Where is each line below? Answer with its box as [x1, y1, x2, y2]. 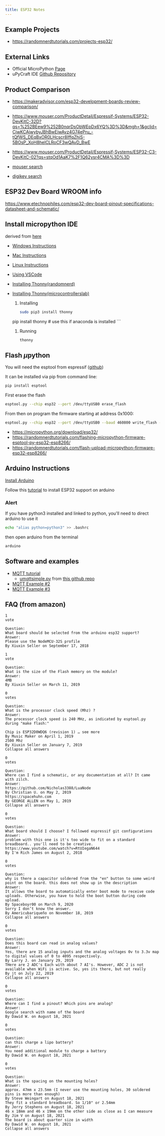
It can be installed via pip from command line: [5, 374, 97, 380]
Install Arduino [5, 477, 34, 483]
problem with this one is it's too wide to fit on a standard [5, 837, 135, 842]
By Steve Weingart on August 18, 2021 [5, 1096, 84, 1101]
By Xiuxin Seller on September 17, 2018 [5, 643, 89, 648]
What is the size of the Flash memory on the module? [5, 669, 118, 674]
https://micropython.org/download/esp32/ [12, 429, 98, 435]
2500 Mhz [5, 738, 23, 743]
